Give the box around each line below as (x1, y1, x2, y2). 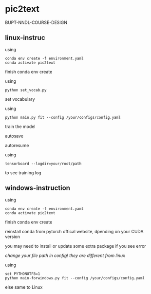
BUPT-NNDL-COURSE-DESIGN (5, 19, 67, 25)
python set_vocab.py (5, 88, 47, 92)
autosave (5, 133, 23, 139)
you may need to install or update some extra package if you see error (5, 243, 146, 249)
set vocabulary (5, 96, 35, 102)
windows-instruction (5, 184, 71, 192)
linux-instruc (5, 34, 45, 42)
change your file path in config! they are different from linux (5, 252, 126, 258)
